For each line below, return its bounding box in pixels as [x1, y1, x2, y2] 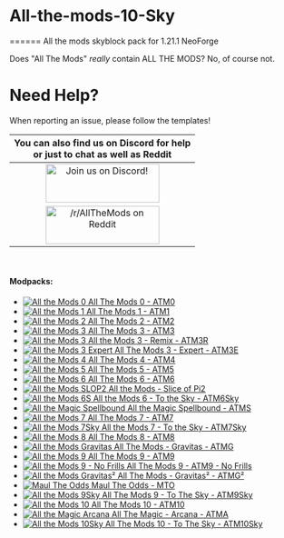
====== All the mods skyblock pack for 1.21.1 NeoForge [9, 35, 220, 46]
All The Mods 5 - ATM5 [87, 364, 175, 375]
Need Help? [9, 85, 100, 105]
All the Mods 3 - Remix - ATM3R [87, 335, 209, 346]
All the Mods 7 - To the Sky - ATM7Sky [101, 422, 247, 433]
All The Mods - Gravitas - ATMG [113, 442, 234, 453]
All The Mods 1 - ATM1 [85, 306, 171, 317]
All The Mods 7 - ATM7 [87, 413, 174, 423]
